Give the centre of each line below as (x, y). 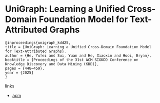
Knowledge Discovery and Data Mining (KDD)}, (52, 64)
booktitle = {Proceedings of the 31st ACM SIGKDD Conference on (72, 60)
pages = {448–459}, (25, 68)
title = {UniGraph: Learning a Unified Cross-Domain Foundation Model (78, 47)
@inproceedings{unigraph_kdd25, (38, 42)
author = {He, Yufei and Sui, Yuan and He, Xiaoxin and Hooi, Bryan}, (78, 55)
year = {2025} (20, 72)
